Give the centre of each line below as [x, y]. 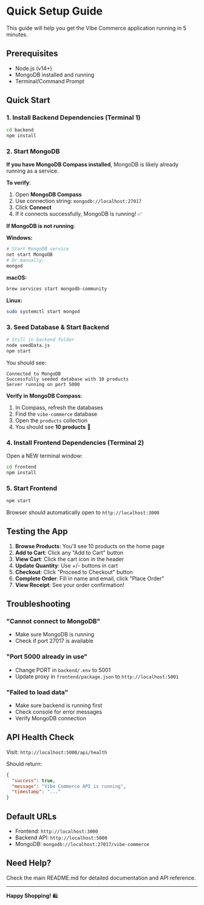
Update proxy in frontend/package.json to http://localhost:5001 [97, 676]
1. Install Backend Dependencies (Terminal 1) [73, 118]
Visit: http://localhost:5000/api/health [57, 752]
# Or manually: [25, 260]
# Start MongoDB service [38, 249]
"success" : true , [34, 780]
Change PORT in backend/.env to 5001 [63, 670]
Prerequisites [32, 54]
